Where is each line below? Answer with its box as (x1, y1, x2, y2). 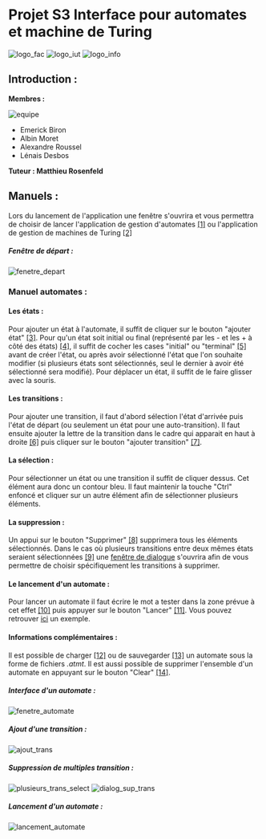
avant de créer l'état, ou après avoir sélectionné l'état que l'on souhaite (8, 349, 243, 359)
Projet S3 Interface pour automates (8, 6, 248, 24)
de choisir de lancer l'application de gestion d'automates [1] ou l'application (8, 219, 258, 229)
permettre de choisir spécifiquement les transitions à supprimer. (8, 560, 220, 571)
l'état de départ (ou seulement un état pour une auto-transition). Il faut (8, 420, 240, 430)
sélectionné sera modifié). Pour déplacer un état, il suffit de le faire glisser (8, 367, 252, 377)
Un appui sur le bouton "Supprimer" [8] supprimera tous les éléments (8, 536, 238, 545)
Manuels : (8, 189, 58, 203)
